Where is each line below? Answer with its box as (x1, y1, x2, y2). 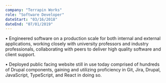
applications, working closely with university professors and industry (5, 41, 149, 47)
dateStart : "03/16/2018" (5, 17, 58, 22)
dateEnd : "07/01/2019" (5, 21, 53, 27)
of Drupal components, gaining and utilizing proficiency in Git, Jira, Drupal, (5, 67, 161, 73)
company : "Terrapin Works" (5, 7, 62, 13)
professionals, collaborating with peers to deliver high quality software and (5, 46, 161, 52)
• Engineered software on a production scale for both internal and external (5, 35, 161, 41)
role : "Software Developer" (5, 12, 65, 17)
